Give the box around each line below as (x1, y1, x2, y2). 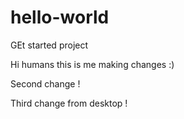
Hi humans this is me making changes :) (10, 58, 175, 70)
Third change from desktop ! (10, 97, 128, 109)
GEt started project (10, 39, 89, 51)
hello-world (10, 6, 110, 29)
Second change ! (10, 77, 81, 90)
